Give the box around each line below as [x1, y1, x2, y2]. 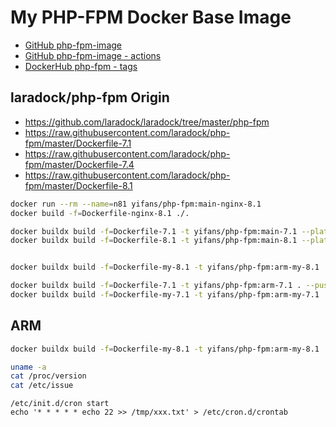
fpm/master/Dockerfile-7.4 [24, 158, 135, 170]
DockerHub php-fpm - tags [24, 60, 138, 72]
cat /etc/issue [10, 381, 74, 391]
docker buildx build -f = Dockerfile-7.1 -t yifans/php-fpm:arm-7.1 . [10, 281, 302, 291]
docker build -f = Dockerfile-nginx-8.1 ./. [10, 208, 190, 218]
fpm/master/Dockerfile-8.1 [24, 179, 133, 191]
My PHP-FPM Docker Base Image [10, 6, 292, 29]
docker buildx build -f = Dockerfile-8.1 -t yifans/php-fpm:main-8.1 [10, 236, 298, 246]
